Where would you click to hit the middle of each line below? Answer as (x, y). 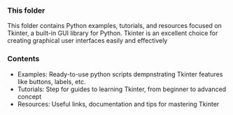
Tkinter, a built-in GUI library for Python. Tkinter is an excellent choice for (113, 33)
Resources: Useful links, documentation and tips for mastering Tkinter (118, 104)
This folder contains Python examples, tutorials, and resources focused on (114, 26)
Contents (23, 59)
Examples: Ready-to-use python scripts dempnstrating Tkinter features (120, 74)
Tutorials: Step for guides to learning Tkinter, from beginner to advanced (122, 89)
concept (29, 96)
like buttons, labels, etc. (51, 81)
